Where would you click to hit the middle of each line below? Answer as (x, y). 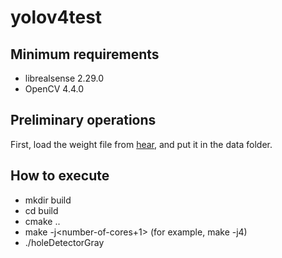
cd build (41, 210)
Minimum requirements (85, 54)
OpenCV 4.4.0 (54, 89)
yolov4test (56, 17)
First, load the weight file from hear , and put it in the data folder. (141, 144)
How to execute (60, 176)
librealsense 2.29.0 (64, 78)
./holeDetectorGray (64, 242)
